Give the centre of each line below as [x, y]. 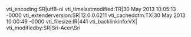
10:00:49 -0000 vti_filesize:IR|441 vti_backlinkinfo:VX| [72, 21]
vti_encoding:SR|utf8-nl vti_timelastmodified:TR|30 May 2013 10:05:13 [91, 9]
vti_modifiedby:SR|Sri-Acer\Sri [43, 28]
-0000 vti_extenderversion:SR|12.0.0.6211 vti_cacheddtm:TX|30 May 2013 [96, 15]
